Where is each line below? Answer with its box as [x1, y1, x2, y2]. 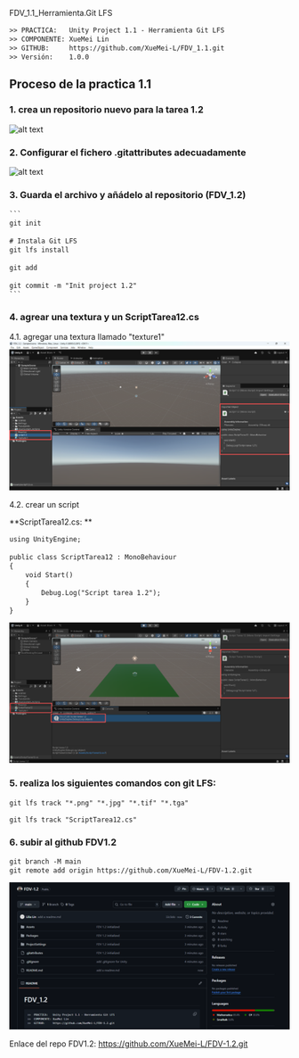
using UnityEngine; [9, 534, 82, 543]
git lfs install [9, 245, 69, 255]
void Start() [25, 570, 74, 579]
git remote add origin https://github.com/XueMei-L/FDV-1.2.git [9, 865, 253, 875]
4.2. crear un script [9, 499, 80, 509]
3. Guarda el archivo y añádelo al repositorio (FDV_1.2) [9, 188, 246, 201]
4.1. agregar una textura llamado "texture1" [9, 331, 166, 342]
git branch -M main [9, 856, 82, 866]
